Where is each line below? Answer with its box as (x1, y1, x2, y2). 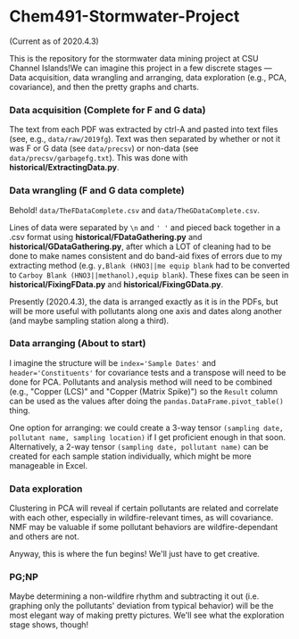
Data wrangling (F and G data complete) (9, 185, 185, 197)
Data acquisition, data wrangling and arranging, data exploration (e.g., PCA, (9, 71, 287, 82)
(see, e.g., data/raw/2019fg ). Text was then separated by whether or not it (9, 134, 281, 145)
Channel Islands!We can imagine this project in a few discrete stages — (9, 62, 272, 73)
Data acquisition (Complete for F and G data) (9, 104, 206, 116)
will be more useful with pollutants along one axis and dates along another (9, 305, 283, 316)
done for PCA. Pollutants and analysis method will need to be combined (9, 377, 273, 387)
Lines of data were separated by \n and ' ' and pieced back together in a (9, 221, 281, 233)
